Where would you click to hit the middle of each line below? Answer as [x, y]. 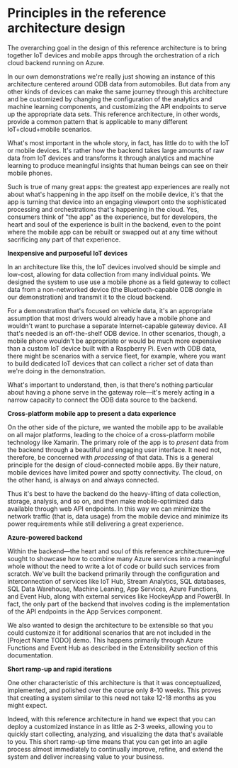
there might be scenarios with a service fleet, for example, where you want [117, 356]
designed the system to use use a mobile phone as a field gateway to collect [119, 282]
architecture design [67, 28]
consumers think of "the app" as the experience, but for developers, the [112, 217]
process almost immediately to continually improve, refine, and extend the [115, 749]
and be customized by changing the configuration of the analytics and [110, 99]
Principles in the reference [87, 13]
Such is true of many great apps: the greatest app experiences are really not [119, 186]
